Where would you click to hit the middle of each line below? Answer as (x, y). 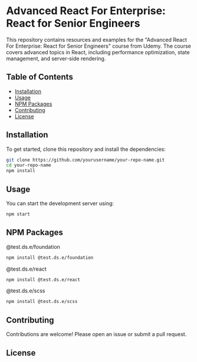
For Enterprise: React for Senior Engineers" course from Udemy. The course (99, 46)
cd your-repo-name (29, 165)
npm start (18, 214)
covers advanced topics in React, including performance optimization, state (98, 52)
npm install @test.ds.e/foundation (50, 258)
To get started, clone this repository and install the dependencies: (86, 149)
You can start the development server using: (60, 203)
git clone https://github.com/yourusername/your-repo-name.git (86, 160)
